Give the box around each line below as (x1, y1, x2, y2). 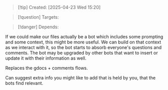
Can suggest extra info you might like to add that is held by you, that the (5, 75, 156, 80)
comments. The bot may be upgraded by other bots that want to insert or (5, 50, 158, 56)
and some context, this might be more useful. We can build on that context (5, 39, 161, 45)
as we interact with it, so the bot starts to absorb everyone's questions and (5, 44, 162, 50)
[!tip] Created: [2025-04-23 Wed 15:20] (17, 5, 101, 10)
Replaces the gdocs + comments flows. (5, 65, 88, 71)
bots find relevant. (5, 80, 44, 86)
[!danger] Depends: (17, 24, 59, 30)
